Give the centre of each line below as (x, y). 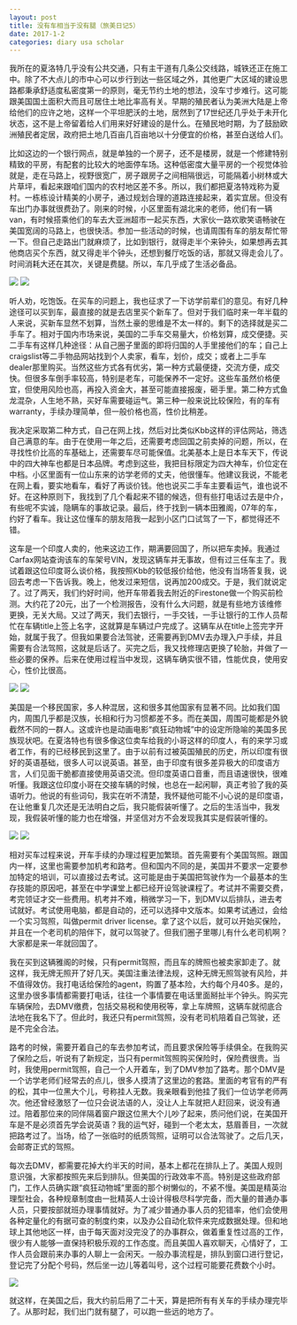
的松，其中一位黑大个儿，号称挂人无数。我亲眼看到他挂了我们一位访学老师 (145, 1091)
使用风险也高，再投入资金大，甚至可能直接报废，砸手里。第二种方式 (156, 389)
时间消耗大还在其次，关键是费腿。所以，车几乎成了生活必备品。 (125, 264)
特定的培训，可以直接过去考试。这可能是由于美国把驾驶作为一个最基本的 (148, 877)
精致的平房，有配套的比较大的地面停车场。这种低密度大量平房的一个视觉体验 (148, 165)
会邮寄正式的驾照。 (44, 1147)
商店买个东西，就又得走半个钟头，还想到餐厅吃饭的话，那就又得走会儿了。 (152, 253)
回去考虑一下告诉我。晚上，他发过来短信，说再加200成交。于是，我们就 (141, 582)
